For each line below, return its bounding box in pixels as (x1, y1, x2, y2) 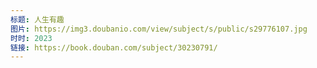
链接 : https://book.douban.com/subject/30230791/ (10, 42, 218, 53)
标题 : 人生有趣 (10, 14, 65, 25)
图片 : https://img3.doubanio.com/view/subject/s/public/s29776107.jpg (10, 24, 308, 34)
